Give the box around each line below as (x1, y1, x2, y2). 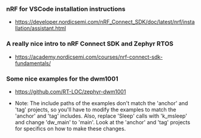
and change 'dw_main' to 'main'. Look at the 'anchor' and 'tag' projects (14, 118, 190, 125)
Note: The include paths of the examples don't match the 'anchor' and (14, 99, 188, 106)
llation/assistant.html (14, 24, 66, 32)
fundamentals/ (14, 59, 51, 67)
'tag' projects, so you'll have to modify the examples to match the (14, 106, 176, 113)
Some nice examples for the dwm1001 (6, 74, 118, 82)
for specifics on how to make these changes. (14, 125, 126, 132)
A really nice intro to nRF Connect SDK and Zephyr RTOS (6, 39, 173, 48)
